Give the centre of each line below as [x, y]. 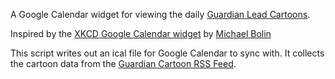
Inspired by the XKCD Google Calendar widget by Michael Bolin [141, 33]
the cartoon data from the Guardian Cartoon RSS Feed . [123, 63]
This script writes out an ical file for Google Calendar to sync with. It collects [167, 53]
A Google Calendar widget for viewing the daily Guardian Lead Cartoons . [160, 14]
